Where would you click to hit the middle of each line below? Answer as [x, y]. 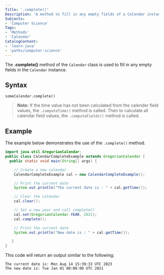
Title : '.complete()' [27, 10]
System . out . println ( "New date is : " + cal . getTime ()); [72, 232]
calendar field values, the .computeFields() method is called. [78, 116]
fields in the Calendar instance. [36, 69]
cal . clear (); [27, 201]
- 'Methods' [17, 32]
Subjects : [15, 19]
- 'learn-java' [20, 46]
